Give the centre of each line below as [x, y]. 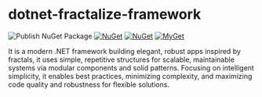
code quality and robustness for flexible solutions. [89, 84]
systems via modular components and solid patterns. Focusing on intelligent [131, 67]
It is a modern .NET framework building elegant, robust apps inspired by [125, 51]
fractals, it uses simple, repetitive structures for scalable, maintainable [122, 59]
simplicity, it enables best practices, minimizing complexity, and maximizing [130, 76]
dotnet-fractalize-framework [105, 14]
